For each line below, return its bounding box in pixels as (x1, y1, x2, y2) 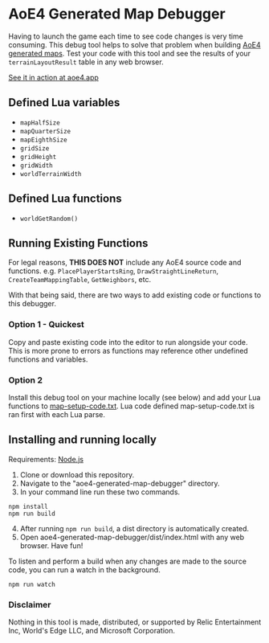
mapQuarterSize (19, 127, 71, 135)
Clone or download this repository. (19, 469, 135, 479)
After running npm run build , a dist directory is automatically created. (19, 523, 250, 533)
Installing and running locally (8, 433, 157, 447)
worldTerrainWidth (19, 170, 82, 178)
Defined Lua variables (8, 96, 120, 109)
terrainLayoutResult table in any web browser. (8, 57, 164, 67)
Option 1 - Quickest (8, 319, 84, 330)
